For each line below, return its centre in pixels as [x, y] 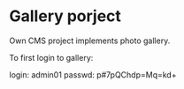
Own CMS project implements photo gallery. [90, 41]
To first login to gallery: [51, 57]
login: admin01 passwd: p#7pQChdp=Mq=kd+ [93, 74]
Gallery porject [65, 16]
